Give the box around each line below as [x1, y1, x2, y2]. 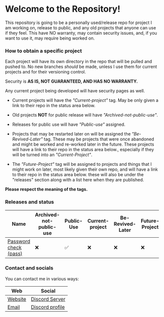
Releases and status [5, 199, 55, 205]
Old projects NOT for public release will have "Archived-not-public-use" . [12, 112, 158, 118]
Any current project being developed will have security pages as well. [5, 88, 145, 94]
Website [7, 295, 26, 302]
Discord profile [31, 303, 65, 310]
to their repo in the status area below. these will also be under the [12, 172, 144, 178]
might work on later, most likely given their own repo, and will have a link [12, 166, 158, 172]
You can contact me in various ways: [5, 275, 79, 282]
